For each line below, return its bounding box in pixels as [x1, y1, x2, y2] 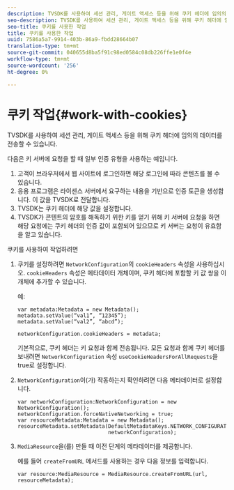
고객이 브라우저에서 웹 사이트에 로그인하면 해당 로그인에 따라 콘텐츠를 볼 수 [17, 169, 221, 178]
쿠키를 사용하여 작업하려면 [7, 245, 79, 254]
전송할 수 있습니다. [7, 140, 58, 148]
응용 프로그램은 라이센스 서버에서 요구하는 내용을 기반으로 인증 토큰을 [17, 187, 205, 195]
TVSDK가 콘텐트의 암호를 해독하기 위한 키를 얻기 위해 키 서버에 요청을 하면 [17, 213, 220, 222]
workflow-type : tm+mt [7, 56, 70, 63]
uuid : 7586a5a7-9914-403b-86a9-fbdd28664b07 [7, 36, 139, 43]
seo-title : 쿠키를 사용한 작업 [7, 23, 86, 30]
